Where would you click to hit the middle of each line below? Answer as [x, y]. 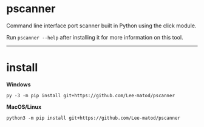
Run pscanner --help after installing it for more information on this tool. [95, 37]
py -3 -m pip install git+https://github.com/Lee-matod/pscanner [90, 95]
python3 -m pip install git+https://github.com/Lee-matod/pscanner [93, 118]
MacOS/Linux [24, 107]
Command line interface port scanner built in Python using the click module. [101, 26]
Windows [19, 84]
